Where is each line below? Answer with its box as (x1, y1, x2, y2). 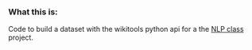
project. (8, 33, 34, 42)
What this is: (8, 6, 58, 17)
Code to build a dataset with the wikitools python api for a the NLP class (8, 25, 244, 34)
